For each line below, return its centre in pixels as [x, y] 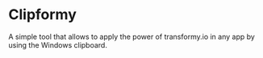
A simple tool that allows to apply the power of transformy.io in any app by [132, 37]
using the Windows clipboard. [58, 44]
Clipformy [42, 15]
